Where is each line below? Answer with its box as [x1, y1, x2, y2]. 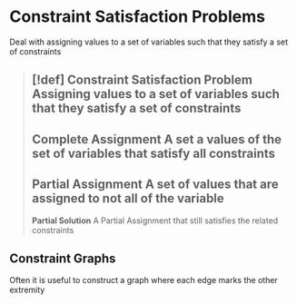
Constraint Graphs [9, 250, 116, 266]
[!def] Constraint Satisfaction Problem [31, 73, 252, 88]
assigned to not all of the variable [31, 191, 224, 206]
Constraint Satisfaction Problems [9, 6, 266, 27]
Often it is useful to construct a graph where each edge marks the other [9, 275, 279, 286]
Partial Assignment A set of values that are [31, 177, 279, 192]
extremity [9, 284, 45, 296]
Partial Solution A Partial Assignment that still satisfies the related [31, 215, 279, 226]
